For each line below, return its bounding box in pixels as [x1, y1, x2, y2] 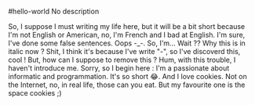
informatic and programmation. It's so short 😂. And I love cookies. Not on [8, 72, 247, 81]
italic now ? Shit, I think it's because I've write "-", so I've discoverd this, [8, 47, 241, 56]
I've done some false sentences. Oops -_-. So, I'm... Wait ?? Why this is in [8, 38, 246, 48]
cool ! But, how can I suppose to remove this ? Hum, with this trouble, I [8, 55, 236, 64]
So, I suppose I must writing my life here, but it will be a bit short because [8, 22, 246, 31]
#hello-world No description [8, 7, 100, 16]
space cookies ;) [8, 89, 62, 97]
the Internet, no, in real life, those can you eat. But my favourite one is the [8, 80, 246, 89]
